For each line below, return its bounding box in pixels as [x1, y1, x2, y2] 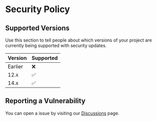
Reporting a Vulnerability [5, 97, 86, 105]
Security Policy [5, 4, 70, 15]
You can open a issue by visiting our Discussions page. [5, 110, 120, 116]
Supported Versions [5, 24, 69, 32]
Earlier [8, 63, 23, 70]
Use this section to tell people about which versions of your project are [5, 37, 152, 43]
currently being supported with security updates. [5, 43, 107, 49]
